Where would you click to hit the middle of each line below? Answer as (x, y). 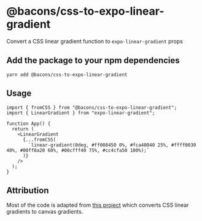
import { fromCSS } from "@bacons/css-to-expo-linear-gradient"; (91, 107)
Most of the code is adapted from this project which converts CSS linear (98, 205)
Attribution (28, 190)
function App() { (29, 124)
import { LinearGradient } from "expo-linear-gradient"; (81, 113)
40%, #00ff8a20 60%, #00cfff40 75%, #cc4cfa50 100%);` (78, 150)
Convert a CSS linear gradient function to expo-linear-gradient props (95, 41)
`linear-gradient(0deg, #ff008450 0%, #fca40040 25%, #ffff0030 (112, 145)
